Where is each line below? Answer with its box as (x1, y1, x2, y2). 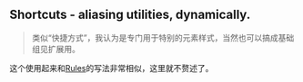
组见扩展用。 (31, 43, 80, 54)
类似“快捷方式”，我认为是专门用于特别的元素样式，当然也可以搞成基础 (31, 32, 295, 43)
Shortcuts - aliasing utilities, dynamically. (9, 7, 251, 23)
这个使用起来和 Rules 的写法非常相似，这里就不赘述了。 (9, 62, 214, 73)
